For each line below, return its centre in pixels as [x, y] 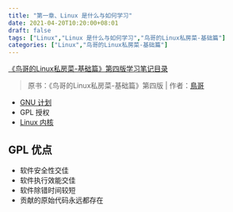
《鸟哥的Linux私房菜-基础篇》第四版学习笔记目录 [88, 69]
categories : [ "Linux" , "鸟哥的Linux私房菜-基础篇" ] [88, 45]
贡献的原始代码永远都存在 [61, 200]
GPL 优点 [31, 150]
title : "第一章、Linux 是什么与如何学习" [71, 15]
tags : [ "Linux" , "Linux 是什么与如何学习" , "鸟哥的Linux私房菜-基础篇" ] [117, 38]
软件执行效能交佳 [48, 180]
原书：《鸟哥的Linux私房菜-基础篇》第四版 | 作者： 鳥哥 [116, 86]
